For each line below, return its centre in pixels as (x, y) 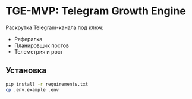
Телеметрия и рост (39, 51)
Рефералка (28, 39)
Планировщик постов (42, 45)
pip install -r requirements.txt (47, 84)
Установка (26, 71)
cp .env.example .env (32, 90)
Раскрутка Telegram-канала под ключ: (54, 27)
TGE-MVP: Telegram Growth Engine (96, 11)
